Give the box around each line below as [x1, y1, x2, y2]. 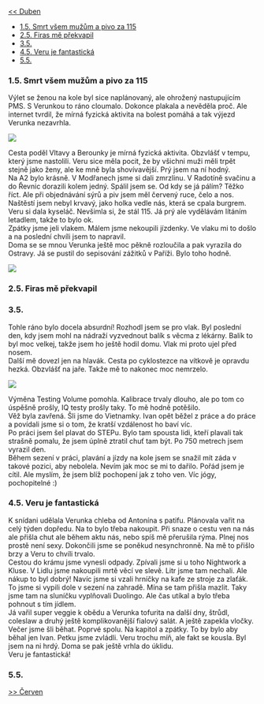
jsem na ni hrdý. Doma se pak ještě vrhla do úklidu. [8, 641, 174, 650]
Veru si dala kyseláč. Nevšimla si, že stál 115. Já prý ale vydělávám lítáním [8, 207, 247, 216]
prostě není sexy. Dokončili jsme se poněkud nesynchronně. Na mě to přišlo [8, 540, 255, 550]
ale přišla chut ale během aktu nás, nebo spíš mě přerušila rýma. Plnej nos [8, 532, 250, 542]
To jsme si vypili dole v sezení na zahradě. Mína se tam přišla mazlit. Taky [8, 583, 247, 592]
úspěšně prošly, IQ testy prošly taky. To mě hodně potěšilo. [8, 402, 201, 412]
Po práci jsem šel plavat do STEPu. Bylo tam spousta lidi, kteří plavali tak [8, 427, 244, 437]
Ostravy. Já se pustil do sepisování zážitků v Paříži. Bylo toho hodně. [8, 248, 232, 259]
